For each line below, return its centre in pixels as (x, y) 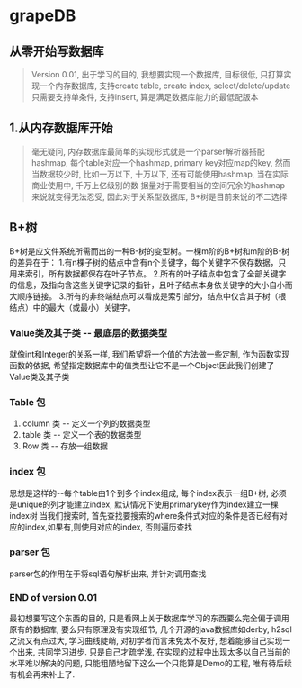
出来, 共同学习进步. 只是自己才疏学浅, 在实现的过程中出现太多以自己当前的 (153, 652)
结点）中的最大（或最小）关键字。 (72, 307)
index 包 (28, 472)
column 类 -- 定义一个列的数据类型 (86, 423)
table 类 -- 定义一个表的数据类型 (82, 435)
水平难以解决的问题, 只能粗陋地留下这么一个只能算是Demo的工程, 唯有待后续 (151, 664)
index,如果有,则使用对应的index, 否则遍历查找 (109, 527)
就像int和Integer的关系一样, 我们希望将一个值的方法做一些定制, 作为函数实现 (150, 354)
